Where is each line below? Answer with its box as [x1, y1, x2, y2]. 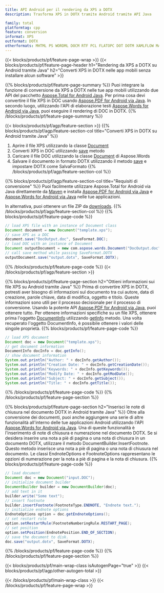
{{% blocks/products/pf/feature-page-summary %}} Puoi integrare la [5, 82, 144, 88]
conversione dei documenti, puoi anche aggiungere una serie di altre [5, 415, 143, 420]
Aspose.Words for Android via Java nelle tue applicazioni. [5, 194, 121, 199]
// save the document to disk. [5, 535, 69, 540]
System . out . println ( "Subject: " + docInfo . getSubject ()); [5, 376, 125, 381]
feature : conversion [5, 30, 47, 35]
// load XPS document [5, 335, 49, 340]
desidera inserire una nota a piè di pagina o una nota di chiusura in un [5, 435, 145, 441]
